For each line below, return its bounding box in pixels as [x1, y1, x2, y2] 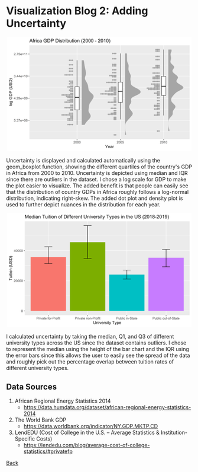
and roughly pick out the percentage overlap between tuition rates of [6, 358, 174, 365]
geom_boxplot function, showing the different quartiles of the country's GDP [6, 163, 193, 170]
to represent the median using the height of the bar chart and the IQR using [6, 346, 189, 353]
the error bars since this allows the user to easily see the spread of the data [6, 352, 190, 359]
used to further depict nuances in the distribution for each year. [6, 201, 161, 208]
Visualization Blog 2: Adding [6, 4, 148, 18]
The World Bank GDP [14, 416, 67, 423]
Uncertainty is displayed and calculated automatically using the [6, 157, 161, 164]
